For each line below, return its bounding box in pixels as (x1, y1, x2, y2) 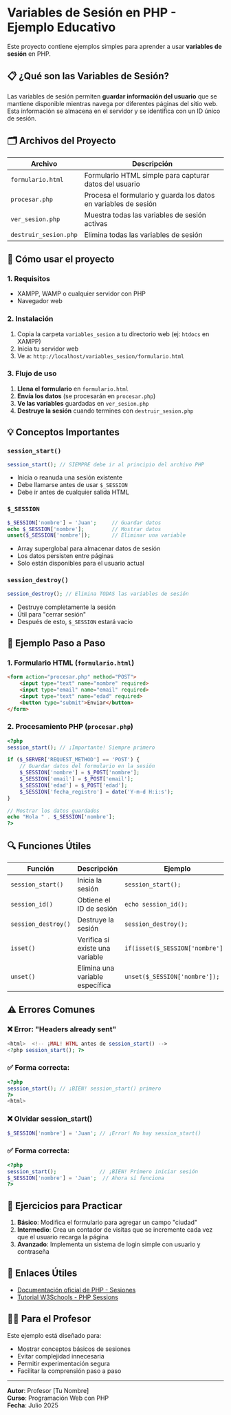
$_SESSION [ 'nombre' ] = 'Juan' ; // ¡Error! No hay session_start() (7, 1130, 201, 1137)
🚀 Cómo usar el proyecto (7, 253, 115, 265)
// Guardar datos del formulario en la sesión (19, 763, 155, 770)
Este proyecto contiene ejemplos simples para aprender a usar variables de (7, 42, 222, 50)
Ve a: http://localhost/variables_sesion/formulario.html (16, 351, 184, 360)
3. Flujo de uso (7, 369, 57, 378)
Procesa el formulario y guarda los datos (84, 190, 215, 200)
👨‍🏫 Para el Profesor (7, 1313, 91, 1325)
